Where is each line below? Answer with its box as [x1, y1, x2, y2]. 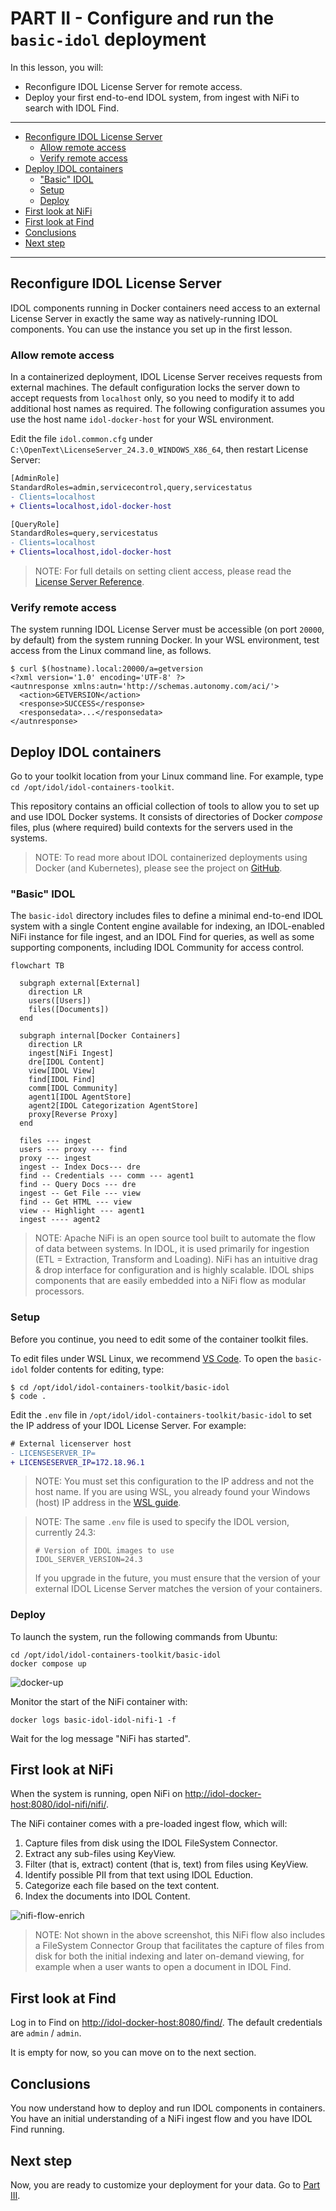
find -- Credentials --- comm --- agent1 [19, 1171, 195, 1181]
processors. [34, 1285, 85, 1297]
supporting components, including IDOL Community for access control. [10, 942, 305, 954]
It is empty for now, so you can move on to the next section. [10, 2047, 257, 2059]
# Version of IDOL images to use [34, 1546, 175, 1556]
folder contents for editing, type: [30, 1363, 165, 1375]
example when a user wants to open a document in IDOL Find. [34, 1961, 292, 1973]
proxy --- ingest [19, 1153, 92, 1164]
